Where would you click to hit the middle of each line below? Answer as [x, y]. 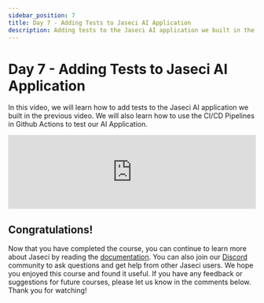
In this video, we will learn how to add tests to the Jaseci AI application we [128, 108]
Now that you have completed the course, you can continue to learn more [128, 249]
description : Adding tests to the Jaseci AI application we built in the [132, 30]
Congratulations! [51, 229]
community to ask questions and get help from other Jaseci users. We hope [131, 265]
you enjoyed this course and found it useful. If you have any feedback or [125, 274]
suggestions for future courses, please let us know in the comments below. [130, 282]
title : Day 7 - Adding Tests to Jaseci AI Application [100, 23]
